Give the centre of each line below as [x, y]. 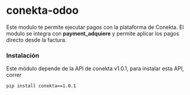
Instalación [23, 55]
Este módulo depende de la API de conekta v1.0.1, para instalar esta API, [95, 69]
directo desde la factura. [37, 40]
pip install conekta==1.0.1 [41, 86]
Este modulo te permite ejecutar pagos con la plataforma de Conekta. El [95, 27]
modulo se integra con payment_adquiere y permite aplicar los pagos [93, 33]
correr [14, 75]
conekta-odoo [43, 11]
